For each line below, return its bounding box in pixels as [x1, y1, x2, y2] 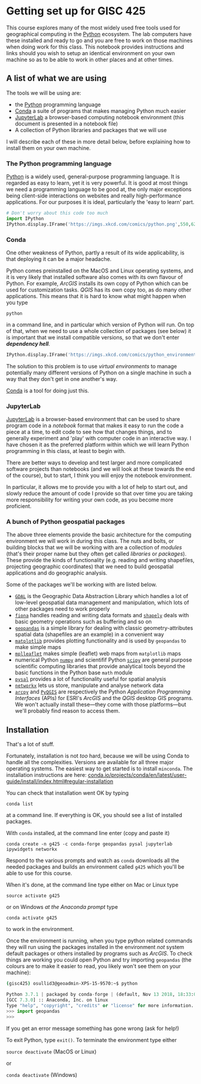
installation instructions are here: [6, 771, 87, 779]
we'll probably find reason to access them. [14, 707, 120, 714]
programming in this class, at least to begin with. [6, 448, 126, 455]
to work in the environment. [6, 926, 74, 933]
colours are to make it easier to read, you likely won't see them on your [6, 963, 181, 970]
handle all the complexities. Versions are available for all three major [6, 759, 174, 766]
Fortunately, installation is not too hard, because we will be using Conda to [6, 752, 190, 759]
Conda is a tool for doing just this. [6, 387, 90, 394]
